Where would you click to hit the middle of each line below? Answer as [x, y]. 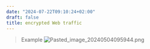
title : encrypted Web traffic [44, 23]
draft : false [23, 17]
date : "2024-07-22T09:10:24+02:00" [51, 12]
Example [32, 40]
